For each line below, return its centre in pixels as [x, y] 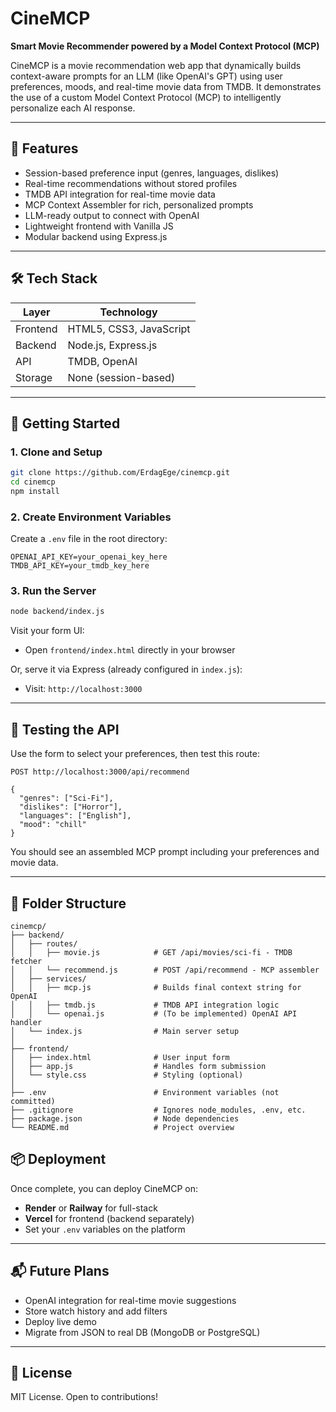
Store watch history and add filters [96, 1311]
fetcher [26, 961]
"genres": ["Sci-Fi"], [66, 798]
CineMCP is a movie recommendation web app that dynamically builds [156, 65]
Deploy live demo [60, 1321]
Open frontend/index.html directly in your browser [130, 650]
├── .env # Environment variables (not [145, 1092]
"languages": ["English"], [75, 816]
